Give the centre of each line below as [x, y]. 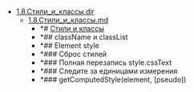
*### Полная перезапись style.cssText [106, 62]
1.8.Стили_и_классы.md [68, 20]
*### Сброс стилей [73, 54]
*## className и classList [84, 37]
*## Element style [69, 46]
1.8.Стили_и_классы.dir [55, 12]
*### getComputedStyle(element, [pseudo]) [113, 80]
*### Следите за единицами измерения [109, 71]
